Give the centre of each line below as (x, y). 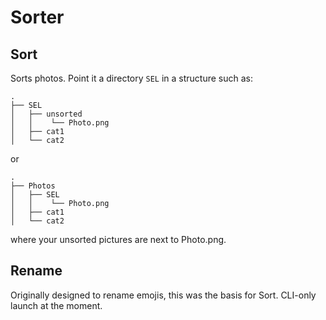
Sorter (37, 17)
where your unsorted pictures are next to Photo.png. (118, 239)
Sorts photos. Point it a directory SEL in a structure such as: (132, 78)
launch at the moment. (56, 305)
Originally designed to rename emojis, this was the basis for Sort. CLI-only (163, 295)
